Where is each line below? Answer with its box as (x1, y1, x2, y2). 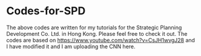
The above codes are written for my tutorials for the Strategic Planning (6, 24, 182, 31)
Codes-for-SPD (6, 4, 86, 18)
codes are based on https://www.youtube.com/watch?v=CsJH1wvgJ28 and (6, 36, 196, 43)
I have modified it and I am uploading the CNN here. (6, 43, 136, 50)
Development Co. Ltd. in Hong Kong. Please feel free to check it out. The (6, 30, 188, 37)
